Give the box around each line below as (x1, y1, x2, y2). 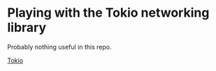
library (7, 19, 47, 35)
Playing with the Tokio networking (7, 5, 210, 21)
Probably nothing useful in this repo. (7, 42, 112, 51)
